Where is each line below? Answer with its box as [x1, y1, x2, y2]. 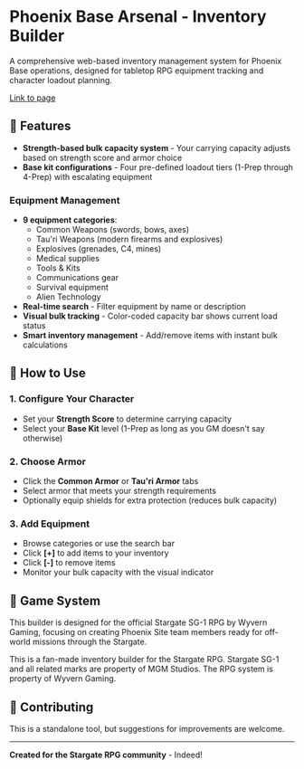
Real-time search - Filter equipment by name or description [22, 301, 246, 312]
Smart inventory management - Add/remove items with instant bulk [22, 330, 278, 341]
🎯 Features [9, 119, 71, 134]
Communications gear [35, 272, 119, 283]
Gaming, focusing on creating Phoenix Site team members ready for [9, 627, 263, 638]
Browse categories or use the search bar [22, 538, 175, 549]
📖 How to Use [9, 366, 86, 381]
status [22, 320, 46, 331]
